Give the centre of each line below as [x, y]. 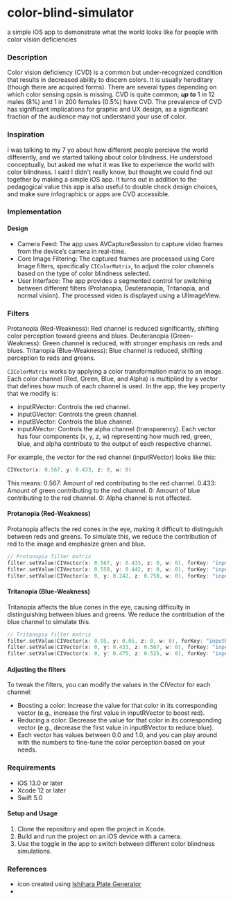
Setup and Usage [32, 813]
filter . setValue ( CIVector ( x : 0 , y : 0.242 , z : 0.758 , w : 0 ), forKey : [108, 576]
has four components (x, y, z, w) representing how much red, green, [115, 436]
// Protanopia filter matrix [49, 557]
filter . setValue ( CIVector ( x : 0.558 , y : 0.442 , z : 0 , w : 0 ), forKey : [108, 569]
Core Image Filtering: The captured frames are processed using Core [116, 259]
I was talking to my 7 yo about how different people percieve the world [108, 150]
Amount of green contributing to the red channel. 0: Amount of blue [104, 490]
